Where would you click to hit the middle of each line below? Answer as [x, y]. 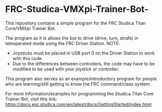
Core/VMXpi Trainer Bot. [31, 28]
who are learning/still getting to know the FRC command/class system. [78, 84]
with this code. [28, 58]
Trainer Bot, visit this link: [31, 99]
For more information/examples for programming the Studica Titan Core [79, 93]
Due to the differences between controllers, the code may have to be [84, 63]
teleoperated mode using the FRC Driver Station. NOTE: [63, 43]
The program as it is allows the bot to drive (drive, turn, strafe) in [72, 38]
